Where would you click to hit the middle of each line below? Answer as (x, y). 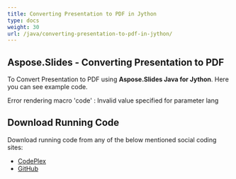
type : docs (23, 21)
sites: (15, 147)
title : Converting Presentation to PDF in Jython (82, 14)
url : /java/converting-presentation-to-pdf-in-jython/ (90, 34)
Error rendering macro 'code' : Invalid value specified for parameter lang (113, 100)
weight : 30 (23, 27)
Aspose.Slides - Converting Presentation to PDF (116, 62)
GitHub (28, 168)
